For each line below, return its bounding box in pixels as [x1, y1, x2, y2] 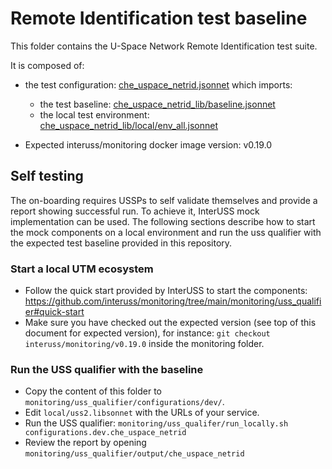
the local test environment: [39, 108, 150, 121]
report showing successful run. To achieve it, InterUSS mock [10, 205, 260, 217]
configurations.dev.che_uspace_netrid [24, 428, 187, 438]
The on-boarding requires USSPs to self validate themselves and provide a [10, 194, 318, 206]
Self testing [10, 168, 84, 185]
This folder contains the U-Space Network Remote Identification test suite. [10, 40, 318, 52]
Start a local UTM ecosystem [10, 262, 154, 276]
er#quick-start [24, 306, 85, 318]
